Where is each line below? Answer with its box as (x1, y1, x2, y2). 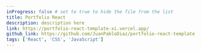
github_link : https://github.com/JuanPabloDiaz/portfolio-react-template (6, 31, 196, 37)
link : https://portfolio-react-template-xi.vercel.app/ (6, 25, 149, 32)
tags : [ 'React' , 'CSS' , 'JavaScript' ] (6, 36, 104, 42)
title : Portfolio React (6, 14, 66, 20)
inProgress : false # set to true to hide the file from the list (6, 8, 173, 15)
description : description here (6, 20, 85, 26)
